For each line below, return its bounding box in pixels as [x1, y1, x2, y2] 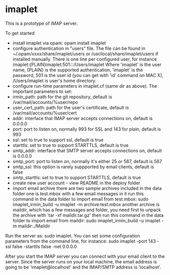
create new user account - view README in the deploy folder [12, 180, 141, 186]
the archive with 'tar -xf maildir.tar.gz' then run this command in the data [12, 212, 164, 218]
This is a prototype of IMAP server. [5, 20, 78, 26]
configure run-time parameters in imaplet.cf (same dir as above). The [12, 83, 157, 89]
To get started [5, 30, 35, 36]
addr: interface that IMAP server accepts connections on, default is [12, 115, 153, 121]
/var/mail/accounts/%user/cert [12, 110, 77, 116]
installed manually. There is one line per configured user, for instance [12, 56, 157, 62]
